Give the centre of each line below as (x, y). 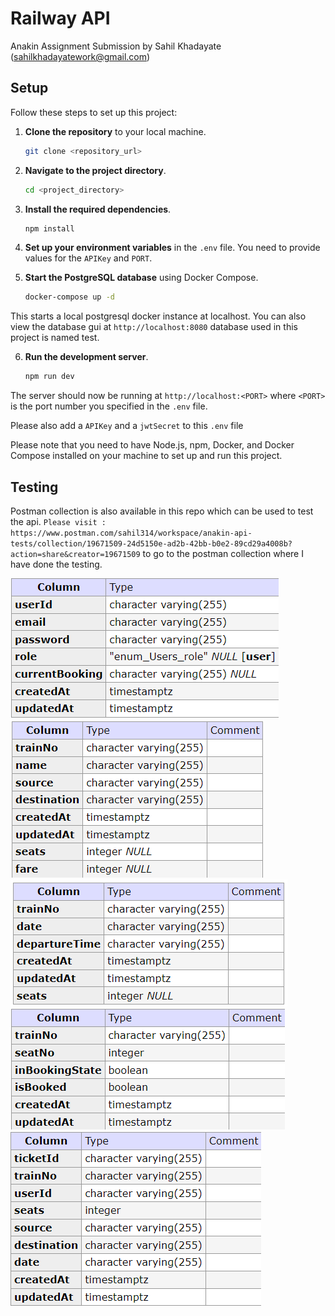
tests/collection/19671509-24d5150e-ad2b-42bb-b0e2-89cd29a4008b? (151, 543)
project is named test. (55, 338)
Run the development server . (86, 357)
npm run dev (49, 377)
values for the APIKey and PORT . (88, 258)
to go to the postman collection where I (223, 553)
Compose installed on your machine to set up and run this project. (146, 456)
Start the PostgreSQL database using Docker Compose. (141, 278)
